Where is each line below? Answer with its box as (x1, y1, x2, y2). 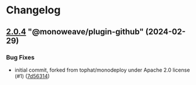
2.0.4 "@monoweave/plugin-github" (6, 27, 145, 37)
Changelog (6, 3, 61, 17)
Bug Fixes (6, 53, 35, 61)
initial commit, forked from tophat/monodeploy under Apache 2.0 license (14, 66, 190, 73)
